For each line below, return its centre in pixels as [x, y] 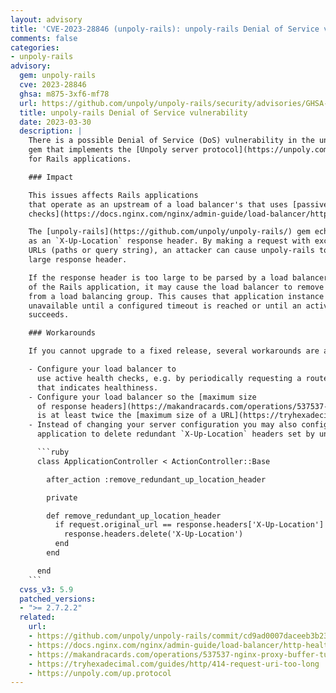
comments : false [44, 38]
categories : [35, 47]
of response [61, 406]
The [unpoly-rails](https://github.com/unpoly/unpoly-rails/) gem [169, 232]
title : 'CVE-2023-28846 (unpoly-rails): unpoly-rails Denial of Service [165, 29]
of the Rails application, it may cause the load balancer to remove [176, 287]
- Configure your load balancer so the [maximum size [142, 397]
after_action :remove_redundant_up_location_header [156, 479]
